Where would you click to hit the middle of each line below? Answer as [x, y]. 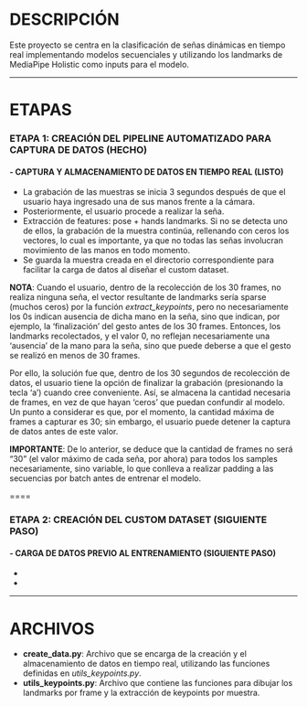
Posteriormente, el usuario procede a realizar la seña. [123, 211]
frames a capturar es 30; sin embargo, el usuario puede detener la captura [150, 422]
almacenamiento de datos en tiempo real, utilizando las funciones [146, 664]
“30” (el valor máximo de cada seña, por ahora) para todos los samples [144, 459]
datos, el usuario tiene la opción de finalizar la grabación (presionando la [146, 383]
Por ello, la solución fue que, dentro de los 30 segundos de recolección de [150, 373]
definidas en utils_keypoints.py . [82, 673]
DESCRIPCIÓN [65, 20]
